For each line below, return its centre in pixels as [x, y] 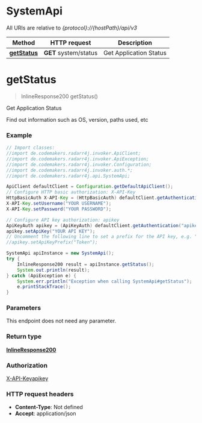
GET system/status [71, 52]
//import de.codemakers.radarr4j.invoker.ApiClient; [74, 154]
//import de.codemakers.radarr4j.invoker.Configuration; [79, 164]
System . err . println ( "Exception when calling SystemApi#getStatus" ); [105, 281]
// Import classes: [31, 148]
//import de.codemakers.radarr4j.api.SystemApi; [68, 176]
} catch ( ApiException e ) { [41, 275]
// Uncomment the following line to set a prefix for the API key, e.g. [99, 237]
